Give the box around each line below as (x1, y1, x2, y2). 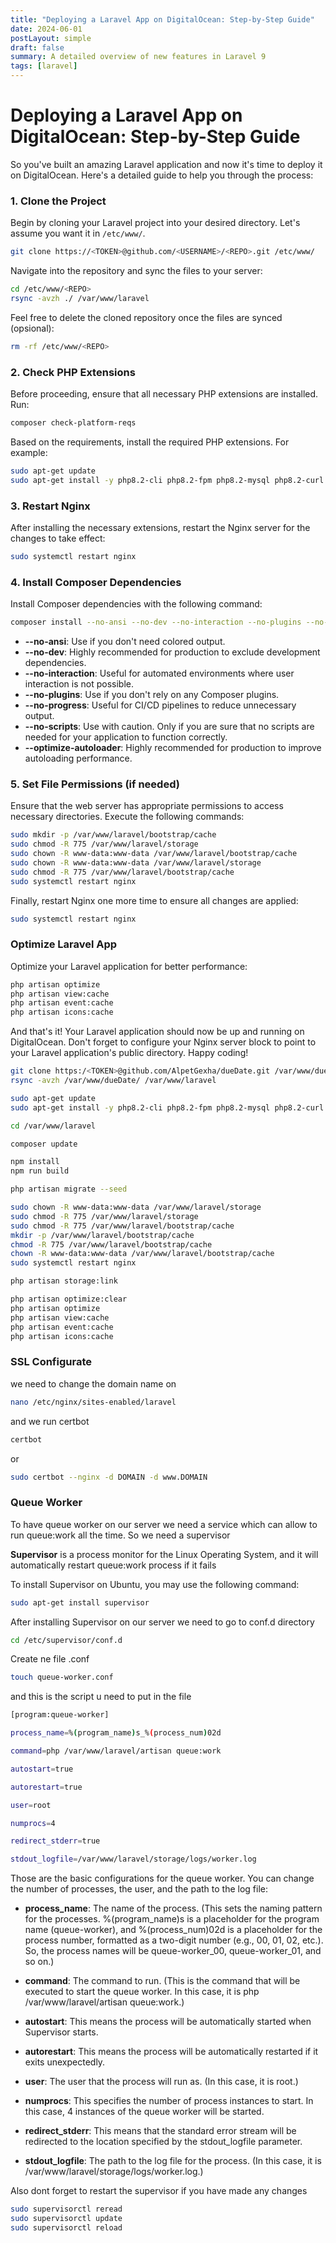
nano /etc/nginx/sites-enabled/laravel (10, 1397, 177, 1407)
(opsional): (10, 322, 55, 334)
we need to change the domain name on (10, 1377, 177, 1390)
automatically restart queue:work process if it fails (10, 1559, 217, 1571)
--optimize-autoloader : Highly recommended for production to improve (24, 742, 322, 753)
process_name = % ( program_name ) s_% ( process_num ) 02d (10, 1728, 222, 1738)
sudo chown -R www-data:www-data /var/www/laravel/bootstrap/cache (10, 849, 298, 859)
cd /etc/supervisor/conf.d (10, 1635, 123, 1645)
